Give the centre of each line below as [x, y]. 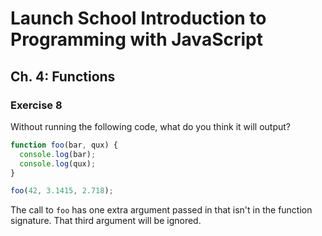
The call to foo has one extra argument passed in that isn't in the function [161, 210]
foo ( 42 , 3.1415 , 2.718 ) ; [62, 191]
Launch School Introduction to [138, 18]
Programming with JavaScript [136, 39]
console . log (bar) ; [58, 154]
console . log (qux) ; [58, 163]
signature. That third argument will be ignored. [106, 221]
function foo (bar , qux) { [64, 145]
